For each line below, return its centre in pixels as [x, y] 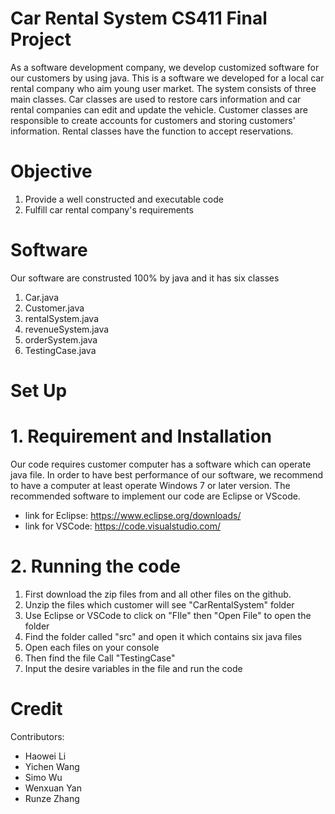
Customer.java [54, 308]
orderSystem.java [61, 339]
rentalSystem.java [62, 318]
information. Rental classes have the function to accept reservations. [152, 131]
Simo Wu [43, 777]
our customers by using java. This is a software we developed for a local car [167, 78]
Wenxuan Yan [53, 788]
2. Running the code [95, 566]
